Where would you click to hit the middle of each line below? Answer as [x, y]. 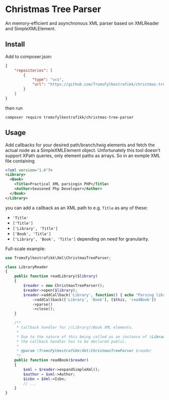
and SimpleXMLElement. [31, 28]
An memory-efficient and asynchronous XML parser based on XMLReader [82, 23]
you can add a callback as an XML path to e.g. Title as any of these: [77, 208]
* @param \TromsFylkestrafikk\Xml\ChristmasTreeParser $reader [84, 351]
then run [14, 108]
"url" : [39, 85]
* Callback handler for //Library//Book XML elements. [75, 328]
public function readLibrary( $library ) [56, 276]
